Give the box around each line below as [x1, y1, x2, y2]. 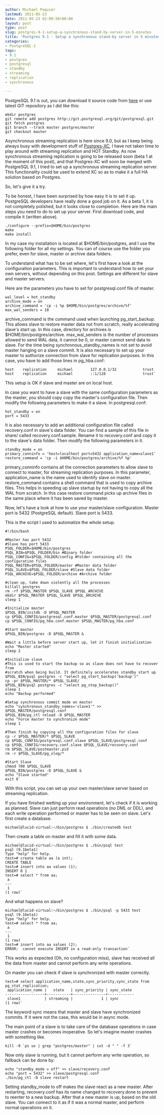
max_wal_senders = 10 [5, 307, 49, 313]
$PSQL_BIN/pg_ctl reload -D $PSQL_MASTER [5, 713, 91, 717]
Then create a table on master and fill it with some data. [5, 833, 117, 839]
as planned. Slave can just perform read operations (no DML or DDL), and [5, 805, 153, 811]
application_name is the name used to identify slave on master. [5, 474, 132, 480]
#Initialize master [5, 606, 45, 610]
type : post [5, 25, 27, 30]
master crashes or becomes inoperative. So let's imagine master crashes [5, 1029, 152, 1034]
